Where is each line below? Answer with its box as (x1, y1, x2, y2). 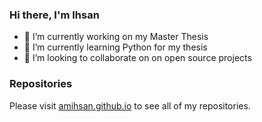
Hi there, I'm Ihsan (9, 8, 100, 22)
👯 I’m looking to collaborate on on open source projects (23, 52, 252, 64)
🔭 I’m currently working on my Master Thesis (23, 31, 209, 43)
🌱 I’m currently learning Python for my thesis (23, 41, 208, 53)
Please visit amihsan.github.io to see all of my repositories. (9, 99, 251, 112)
